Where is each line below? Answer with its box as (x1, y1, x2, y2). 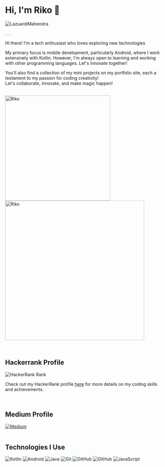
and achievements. (5, 386, 44, 392)
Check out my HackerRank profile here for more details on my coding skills (5, 381, 158, 387)
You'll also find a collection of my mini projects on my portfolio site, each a (5, 69, 157, 76)
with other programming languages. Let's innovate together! (5, 60, 127, 66)
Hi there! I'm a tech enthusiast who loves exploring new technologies (5, 40, 146, 46)
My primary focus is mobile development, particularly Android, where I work (5, 50, 160, 55)
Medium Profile (5, 411, 53, 419)
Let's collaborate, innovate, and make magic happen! (5, 80, 113, 86)
